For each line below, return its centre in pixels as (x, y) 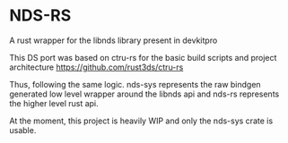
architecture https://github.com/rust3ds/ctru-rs (96, 67)
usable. (23, 130)
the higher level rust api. (54, 103)
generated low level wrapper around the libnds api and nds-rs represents (144, 94)
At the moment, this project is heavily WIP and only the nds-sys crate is (141, 121)
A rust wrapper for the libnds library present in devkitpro (113, 40)
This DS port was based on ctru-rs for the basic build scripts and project (143, 57)
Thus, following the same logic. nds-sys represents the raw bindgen (135, 84)
